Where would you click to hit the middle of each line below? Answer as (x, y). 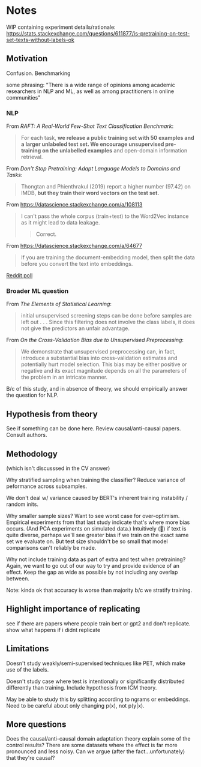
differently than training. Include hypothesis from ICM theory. (82, 687)
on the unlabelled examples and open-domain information (115, 151)
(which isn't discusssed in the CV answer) (58, 468)
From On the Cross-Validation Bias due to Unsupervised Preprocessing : (95, 340)
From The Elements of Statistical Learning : (59, 304)
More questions (36, 724)
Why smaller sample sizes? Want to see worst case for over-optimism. (93, 516)
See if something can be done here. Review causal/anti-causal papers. (94, 429)
